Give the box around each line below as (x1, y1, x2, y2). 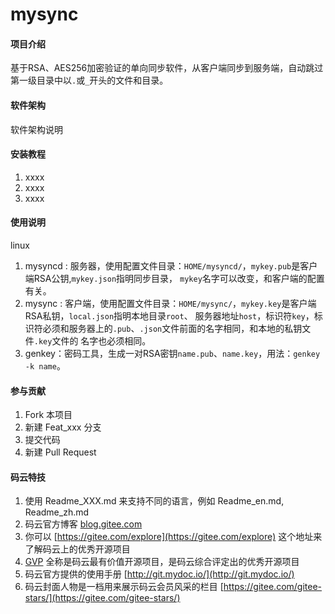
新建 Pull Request (24, 446, 97, 458)
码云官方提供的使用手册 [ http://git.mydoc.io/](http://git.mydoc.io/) (24, 568, 295, 580)
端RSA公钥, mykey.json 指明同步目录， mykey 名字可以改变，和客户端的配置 (24, 273, 325, 284)
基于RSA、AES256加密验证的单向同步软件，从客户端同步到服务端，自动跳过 (10, 62, 324, 74)
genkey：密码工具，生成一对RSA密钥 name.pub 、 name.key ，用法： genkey (24, 348, 321, 359)
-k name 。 (24, 360, 66, 372)
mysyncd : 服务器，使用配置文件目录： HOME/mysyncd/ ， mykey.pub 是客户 (24, 260, 318, 272)
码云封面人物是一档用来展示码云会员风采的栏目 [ (24, 581, 224, 593)
